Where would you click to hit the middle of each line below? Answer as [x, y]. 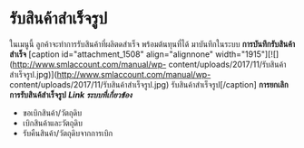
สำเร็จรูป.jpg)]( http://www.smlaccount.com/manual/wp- [110, 74]
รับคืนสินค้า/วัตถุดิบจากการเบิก [68, 133]
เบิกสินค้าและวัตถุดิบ [53, 123]
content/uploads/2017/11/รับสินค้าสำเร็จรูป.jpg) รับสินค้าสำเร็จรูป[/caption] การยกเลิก [149, 84]
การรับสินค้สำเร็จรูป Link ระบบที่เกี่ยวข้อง [71, 95]
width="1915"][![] [247, 54]
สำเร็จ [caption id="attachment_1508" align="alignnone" [112, 54]
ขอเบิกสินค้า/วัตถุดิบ [52, 113]
